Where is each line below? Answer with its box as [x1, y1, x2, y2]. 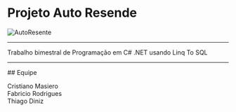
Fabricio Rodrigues [7, 89, 62, 97]
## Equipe [7, 68, 37, 76]
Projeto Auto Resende [7, 5, 138, 21]
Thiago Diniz [7, 97, 44, 105]
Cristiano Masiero [7, 82, 58, 90]
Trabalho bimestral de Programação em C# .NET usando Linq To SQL [7, 48, 209, 57]
